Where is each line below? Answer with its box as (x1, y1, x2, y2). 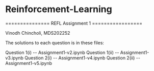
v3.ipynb (5, 54, 24, 61)
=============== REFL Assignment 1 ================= (5, 20, 143, 26)
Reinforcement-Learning (5, 4, 112, 15)
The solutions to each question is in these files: (5, 39, 105, 46)
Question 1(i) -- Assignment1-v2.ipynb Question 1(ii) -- (5, 49, 119, 55)
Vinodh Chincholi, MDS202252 (5, 30, 70, 36)
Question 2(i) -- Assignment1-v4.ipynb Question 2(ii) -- (24, 54, 140, 61)
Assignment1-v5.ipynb (5, 60, 53, 66)
